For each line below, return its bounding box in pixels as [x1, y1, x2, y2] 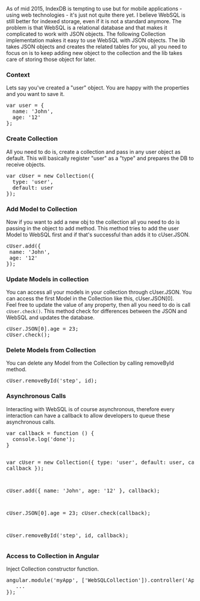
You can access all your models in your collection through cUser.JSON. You [6, 289, 192, 296]
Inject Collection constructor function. [6, 565, 99, 572]
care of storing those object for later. [6, 56, 96, 63]
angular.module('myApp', [6, 577, 79, 584]
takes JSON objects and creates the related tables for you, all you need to [6, 43, 187, 50]
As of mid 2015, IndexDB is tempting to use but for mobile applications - [6, 5, 183, 12]
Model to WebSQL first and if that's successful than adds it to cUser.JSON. [6, 231, 190, 238]
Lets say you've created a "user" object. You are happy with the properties [6, 84, 189, 91]
